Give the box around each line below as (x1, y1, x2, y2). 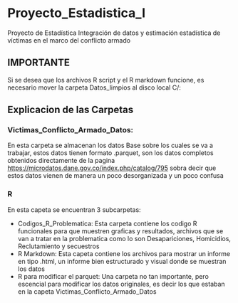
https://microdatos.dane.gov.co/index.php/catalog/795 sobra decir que (7, 164, 217, 172)
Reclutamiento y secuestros (17, 242, 100, 250)
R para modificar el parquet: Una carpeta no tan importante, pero (17, 272, 209, 280)
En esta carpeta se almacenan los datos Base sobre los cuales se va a (7, 141, 214, 150)
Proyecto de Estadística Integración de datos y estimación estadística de (7, 28, 221, 37)
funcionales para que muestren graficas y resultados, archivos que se (17, 226, 224, 235)
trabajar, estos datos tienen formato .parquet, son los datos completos (7, 149, 214, 157)
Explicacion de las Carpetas (7, 104, 134, 116)
